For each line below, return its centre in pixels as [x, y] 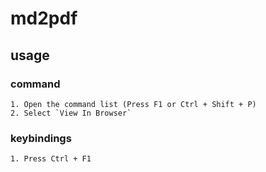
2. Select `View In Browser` [71, 113]
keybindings [41, 138]
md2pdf [44, 18]
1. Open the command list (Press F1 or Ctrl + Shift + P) [133, 104]
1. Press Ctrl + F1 [51, 159]
